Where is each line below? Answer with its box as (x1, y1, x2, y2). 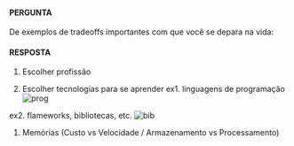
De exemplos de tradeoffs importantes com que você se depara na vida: (9, 27, 274, 37)
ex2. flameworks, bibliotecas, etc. (9, 111, 133, 121)
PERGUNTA (9, 7, 52, 18)
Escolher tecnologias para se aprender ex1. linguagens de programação (21, 84, 286, 95)
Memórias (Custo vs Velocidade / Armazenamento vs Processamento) (21, 127, 280, 138)
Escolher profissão (21, 66, 91, 77)
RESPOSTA (9, 47, 52, 58)
